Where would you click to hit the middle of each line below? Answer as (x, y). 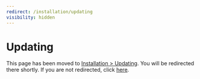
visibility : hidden (31, 17)
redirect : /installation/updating (50, 12)
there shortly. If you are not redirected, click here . (68, 70)
